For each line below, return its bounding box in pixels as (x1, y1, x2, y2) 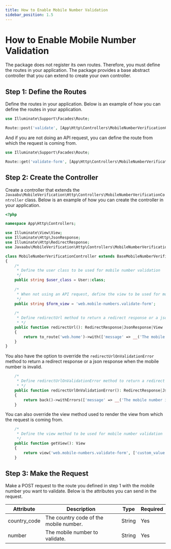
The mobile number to (45, 529, 98, 536)
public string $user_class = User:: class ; (14, 277, 106, 283)
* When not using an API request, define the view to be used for (16, 292, 160, 297)
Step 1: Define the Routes (5, 87, 87, 96)
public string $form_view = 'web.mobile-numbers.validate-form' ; (14, 301, 156, 306)
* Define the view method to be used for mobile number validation (16, 431, 163, 436)
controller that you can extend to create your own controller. (5, 72, 131, 79)
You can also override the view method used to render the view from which (5, 411, 163, 417)
